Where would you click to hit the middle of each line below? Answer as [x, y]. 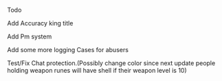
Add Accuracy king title [40, 23]
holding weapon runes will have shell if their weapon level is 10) [97, 70]
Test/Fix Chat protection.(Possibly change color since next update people [111, 63]
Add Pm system [30, 36]
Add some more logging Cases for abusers [68, 50]
